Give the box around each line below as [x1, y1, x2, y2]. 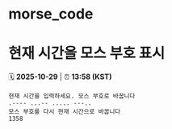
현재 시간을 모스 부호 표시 [8, 44, 166, 63]
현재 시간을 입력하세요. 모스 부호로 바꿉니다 [8, 92, 136, 101]
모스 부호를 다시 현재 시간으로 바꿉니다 [8, 108, 121, 116]
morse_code [8, 5, 94, 23]
